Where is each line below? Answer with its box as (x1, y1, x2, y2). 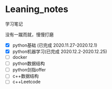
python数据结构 (12, 60, 45, 66)
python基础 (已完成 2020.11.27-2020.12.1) (12, 42, 97, 48)
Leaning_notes (5, 4, 69, 15)
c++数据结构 (12, 73, 39, 79)
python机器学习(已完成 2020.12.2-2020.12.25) (12, 49, 107, 54)
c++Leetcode (12, 79, 41, 85)
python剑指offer (12, 67, 46, 73)
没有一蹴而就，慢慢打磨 (5, 31, 54, 37)
